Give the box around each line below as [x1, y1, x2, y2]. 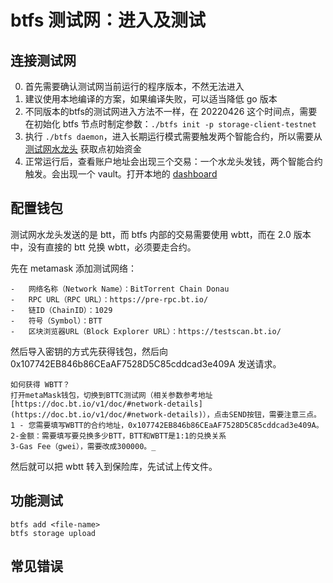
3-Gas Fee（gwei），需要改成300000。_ [10, 441, 157, 451]
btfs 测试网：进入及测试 [10, 9, 206, 32]
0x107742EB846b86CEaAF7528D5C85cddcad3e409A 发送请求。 [10, 357, 282, 370]
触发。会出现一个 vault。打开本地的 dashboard [24, 168, 218, 180]
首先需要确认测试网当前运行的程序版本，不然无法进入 [24, 81, 245, 92]
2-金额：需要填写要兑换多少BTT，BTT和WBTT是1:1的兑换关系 [10, 431, 227, 441]
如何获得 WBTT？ [10, 379, 71, 390]
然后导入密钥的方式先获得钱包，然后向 [10, 345, 168, 357]
